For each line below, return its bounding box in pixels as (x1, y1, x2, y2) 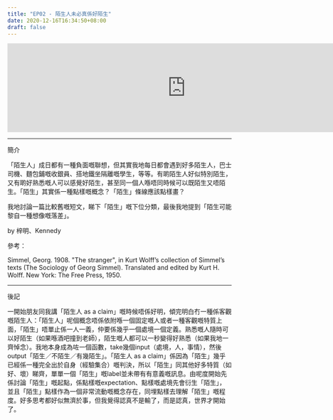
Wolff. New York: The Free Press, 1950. (7, 271, 122, 279)
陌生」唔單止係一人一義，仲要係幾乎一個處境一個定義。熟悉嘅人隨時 (22, 325, 223, 334)
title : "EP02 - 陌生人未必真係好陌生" (7, 10, 112, 18)
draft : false (7, 23, 46, 31)
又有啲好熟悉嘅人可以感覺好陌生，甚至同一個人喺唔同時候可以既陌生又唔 (7, 178, 219, 187)
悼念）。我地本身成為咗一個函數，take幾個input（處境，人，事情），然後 (13, 343, 222, 352)
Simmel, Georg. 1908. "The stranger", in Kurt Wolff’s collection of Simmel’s (7, 256, 226, 264)
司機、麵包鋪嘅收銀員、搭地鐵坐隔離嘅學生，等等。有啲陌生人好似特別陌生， (7, 170, 232, 178)
